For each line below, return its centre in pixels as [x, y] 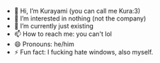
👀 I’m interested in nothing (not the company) [80, 18]
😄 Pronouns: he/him [44, 44]
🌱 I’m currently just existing [53, 26]
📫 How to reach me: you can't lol [63, 34]
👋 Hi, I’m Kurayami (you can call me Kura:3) [77, 11]
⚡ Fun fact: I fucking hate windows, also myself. [84, 52]
